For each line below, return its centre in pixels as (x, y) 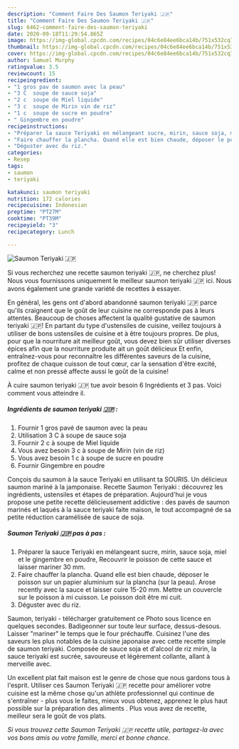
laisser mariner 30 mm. (52, 567)
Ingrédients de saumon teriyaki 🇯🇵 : (63, 409)
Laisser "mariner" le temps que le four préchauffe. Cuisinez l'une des (108, 633)
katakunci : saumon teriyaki (49, 192)
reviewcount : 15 (31, 73)
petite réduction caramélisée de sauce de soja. (76, 517)
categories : (25, 153)
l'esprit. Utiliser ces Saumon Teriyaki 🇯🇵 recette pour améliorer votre (109, 685)
